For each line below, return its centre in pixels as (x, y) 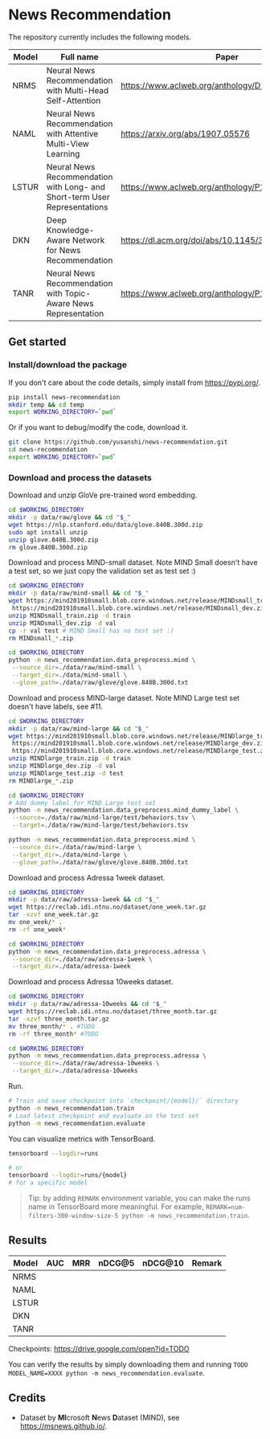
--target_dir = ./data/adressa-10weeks (75, 1071)
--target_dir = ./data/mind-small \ (70, 675)
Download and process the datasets (80, 477)
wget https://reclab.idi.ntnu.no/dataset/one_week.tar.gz (107, 907)
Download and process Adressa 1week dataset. (87, 877)
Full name (80, 56)
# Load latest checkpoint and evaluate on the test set (104, 1116)
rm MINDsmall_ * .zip (41, 638)
